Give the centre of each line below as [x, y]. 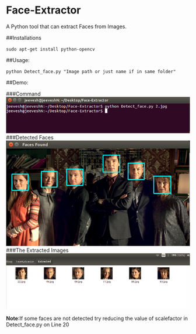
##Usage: [18, 60]
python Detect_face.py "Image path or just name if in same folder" [91, 71]
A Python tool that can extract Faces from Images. [66, 26]
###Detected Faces [30, 138]
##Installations [24, 38]
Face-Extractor [43, 10]
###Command [23, 94]
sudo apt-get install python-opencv [50, 49]
